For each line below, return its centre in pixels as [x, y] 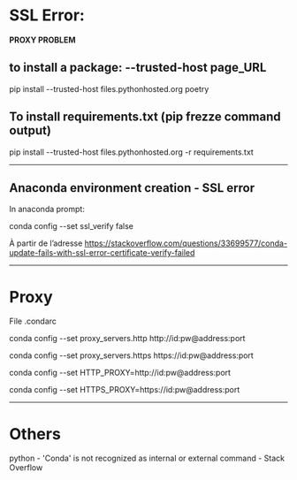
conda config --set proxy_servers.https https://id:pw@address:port [131, 355]
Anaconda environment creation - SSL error [132, 188]
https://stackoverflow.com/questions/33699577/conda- [186, 243]
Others [35, 434]
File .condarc [33, 321]
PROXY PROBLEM [42, 40]
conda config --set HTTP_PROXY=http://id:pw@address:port [120, 373]
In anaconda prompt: [47, 210]
